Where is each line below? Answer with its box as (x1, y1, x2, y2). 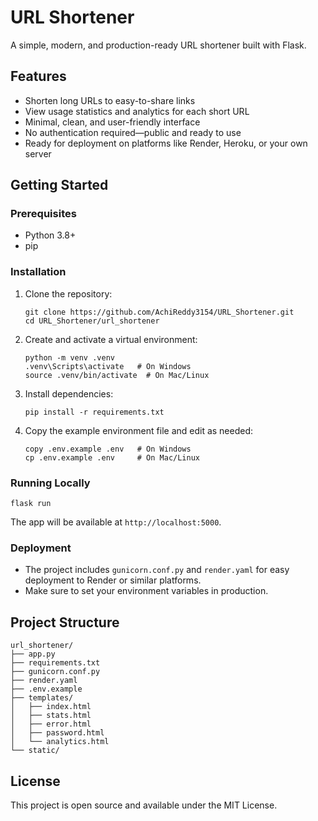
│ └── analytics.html (10, 737, 110, 747)
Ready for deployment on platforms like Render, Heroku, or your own (24, 137, 308, 149)
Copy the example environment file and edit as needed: (24, 424, 254, 436)
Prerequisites (10, 207, 77, 221)
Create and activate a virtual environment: (24, 333, 198, 345)
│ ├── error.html (10, 719, 92, 730)
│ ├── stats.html (10, 711, 92, 721)
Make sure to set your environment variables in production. (24, 585, 269, 597)
